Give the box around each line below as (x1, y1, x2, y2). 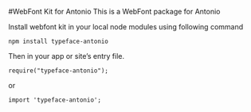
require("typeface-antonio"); (8, 67, 109, 75)
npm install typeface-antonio (8, 37, 109, 45)
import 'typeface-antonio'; (8, 96, 102, 104)
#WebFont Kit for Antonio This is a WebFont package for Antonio (8, 7, 221, 16)
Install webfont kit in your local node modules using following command (8, 22, 244, 31)
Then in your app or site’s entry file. (8, 52, 125, 60)
